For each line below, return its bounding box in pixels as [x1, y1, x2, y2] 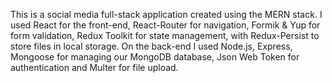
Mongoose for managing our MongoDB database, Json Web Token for [10, 51, 300, 63]
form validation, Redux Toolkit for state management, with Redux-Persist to [10, 30, 320, 41]
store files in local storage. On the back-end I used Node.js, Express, [10, 40, 293, 52]
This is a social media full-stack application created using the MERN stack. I [10, 9, 323, 20]
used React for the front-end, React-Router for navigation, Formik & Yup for [10, 19, 321, 31]
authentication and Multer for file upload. [10, 62, 179, 73]
